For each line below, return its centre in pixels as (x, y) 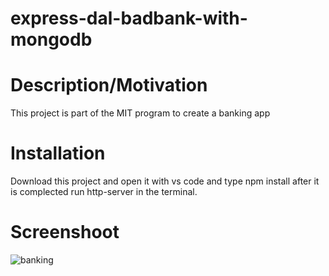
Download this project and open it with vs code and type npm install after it (165, 181)
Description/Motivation (109, 85)
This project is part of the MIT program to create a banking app (140, 113)
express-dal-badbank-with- (129, 18)
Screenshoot (65, 232)
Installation (58, 153)
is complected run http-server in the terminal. (104, 192)
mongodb (51, 39)
